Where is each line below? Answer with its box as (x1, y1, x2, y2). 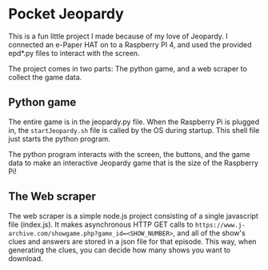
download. (8, 253, 43, 263)
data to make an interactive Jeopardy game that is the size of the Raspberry (8, 158, 258, 167)
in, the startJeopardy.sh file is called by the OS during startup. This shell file (8, 125, 260, 135)
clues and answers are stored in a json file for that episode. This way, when (8, 236, 257, 246)
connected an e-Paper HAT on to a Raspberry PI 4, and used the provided (8, 39, 252, 49)
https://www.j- (194, 221, 246, 229)
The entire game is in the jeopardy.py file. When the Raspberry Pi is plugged (8, 117, 260, 127)
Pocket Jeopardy (8, 5, 124, 23)
